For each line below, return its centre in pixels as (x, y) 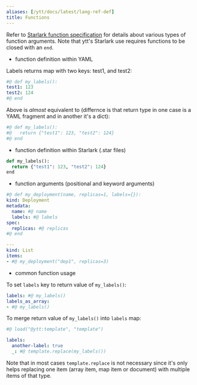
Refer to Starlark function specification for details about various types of (96, 34)
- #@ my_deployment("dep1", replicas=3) (58, 261)
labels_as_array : (28, 301)
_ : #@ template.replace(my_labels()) (59, 351)
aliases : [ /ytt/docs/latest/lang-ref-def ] (60, 12)
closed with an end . (30, 47)
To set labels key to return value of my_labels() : (66, 285)
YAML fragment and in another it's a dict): (58, 116)
